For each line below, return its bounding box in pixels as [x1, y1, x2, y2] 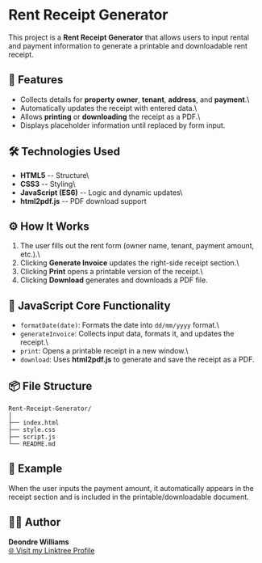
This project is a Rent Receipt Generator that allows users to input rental [8, 32, 250, 42]
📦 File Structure [8, 379, 93, 393]
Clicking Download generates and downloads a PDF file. [19, 275, 208, 285]
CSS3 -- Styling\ [19, 179, 76, 188]
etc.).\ [19, 249, 40, 260]
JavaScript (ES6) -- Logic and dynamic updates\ [19, 188, 183, 197]
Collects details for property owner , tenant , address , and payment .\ [19, 95, 250, 104]
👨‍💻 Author [8, 515, 61, 529]
